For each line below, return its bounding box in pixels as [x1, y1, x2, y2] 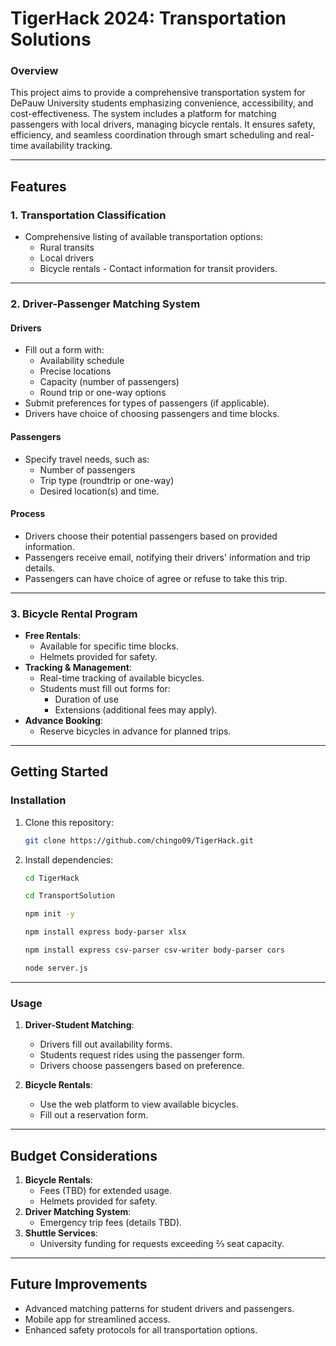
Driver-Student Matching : [24, 1019, 135, 1031]
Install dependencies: [24, 853, 114, 866]
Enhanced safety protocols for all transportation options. [24, 1323, 258, 1336]
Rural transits [39, 242, 95, 254]
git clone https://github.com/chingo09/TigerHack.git [24, 835, 254, 846]
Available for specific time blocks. [39, 640, 179, 652]
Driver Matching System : [24, 1205, 132, 1217]
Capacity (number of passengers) [39, 376, 180, 388]
